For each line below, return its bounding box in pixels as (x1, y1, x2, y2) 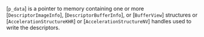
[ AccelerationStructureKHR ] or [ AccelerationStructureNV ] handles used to (6, 18, 192, 24)
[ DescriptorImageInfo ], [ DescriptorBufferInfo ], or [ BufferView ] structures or (6, 11, 198, 18)
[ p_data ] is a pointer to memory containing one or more (6, 5, 144, 12)
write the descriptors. (6, 24, 60, 31)
